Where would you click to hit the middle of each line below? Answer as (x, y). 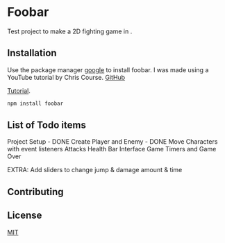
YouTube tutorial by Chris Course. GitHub (66, 77)
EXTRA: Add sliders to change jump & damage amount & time (95, 170)
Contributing (35, 192)
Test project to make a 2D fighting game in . (70, 31)
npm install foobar (35, 103)
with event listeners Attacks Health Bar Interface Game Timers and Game (112, 149)
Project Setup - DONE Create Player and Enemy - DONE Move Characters (112, 142)
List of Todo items (47, 125)
